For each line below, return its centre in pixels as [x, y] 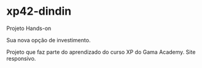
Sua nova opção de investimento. [49, 40]
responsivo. [21, 58]
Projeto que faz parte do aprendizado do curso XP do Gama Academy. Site [101, 52]
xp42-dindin [39, 11]
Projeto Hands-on [29, 28]
